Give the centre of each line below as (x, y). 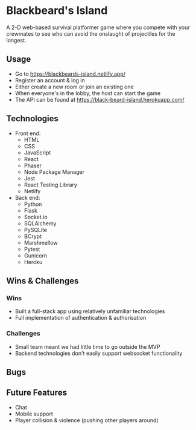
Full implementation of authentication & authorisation (81, 318)
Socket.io (36, 217)
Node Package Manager (54, 172)
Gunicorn (36, 256)
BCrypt (33, 236)
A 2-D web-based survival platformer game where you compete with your (98, 27)
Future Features (37, 393)
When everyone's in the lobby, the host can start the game (88, 93)
